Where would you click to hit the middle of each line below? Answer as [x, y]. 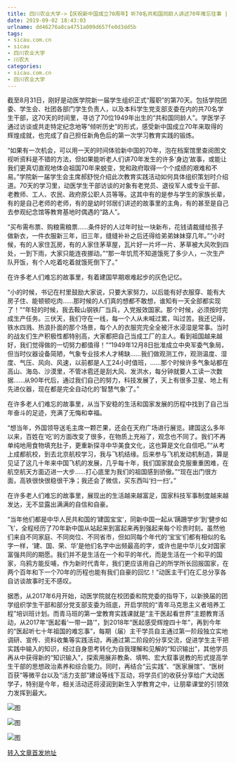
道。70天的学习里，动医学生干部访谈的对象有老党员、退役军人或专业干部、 [116, 186]
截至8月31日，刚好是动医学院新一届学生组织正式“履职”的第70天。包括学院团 [117, 100]
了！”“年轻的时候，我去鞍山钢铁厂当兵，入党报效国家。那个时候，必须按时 [115, 310]
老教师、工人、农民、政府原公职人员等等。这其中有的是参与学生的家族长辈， [118, 194]
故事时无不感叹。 [50, 581]
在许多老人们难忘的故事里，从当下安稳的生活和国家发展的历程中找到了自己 [115, 404]
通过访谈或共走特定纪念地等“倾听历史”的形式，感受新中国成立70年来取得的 [115, 127]
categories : [25, 66]
